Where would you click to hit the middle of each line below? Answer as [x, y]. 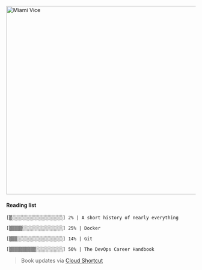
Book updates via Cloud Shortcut [62, 261]
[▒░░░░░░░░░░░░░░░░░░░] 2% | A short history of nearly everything [93, 218]
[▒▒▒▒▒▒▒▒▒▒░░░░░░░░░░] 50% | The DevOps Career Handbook [80, 250]
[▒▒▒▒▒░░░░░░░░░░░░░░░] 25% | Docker [54, 228]
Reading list [21, 205]
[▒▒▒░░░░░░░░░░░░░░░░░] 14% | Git [50, 239]
